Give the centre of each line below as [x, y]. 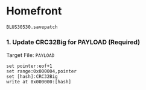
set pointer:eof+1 [29, 66]
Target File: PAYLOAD [30, 55]
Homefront [34, 11]
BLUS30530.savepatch [32, 27]
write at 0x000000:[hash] [39, 82]
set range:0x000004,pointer [42, 71]
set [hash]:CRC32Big [32, 77]
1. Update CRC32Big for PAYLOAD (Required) [73, 42]
